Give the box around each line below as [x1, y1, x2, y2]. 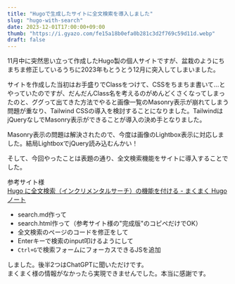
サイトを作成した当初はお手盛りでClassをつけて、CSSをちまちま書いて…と [7, 80, 226, 89]
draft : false [7, 37, 46, 44]
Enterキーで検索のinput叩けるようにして [17, 237, 134, 245]
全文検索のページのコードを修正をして [17, 228, 129, 236]
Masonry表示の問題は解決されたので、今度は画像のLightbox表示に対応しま [7, 131, 224, 139]
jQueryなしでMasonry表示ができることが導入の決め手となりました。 [7, 115, 206, 124]
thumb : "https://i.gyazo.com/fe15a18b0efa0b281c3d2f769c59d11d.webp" [7, 30, 216, 37]
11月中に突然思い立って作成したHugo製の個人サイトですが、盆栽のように [7, 57, 220, 65]
